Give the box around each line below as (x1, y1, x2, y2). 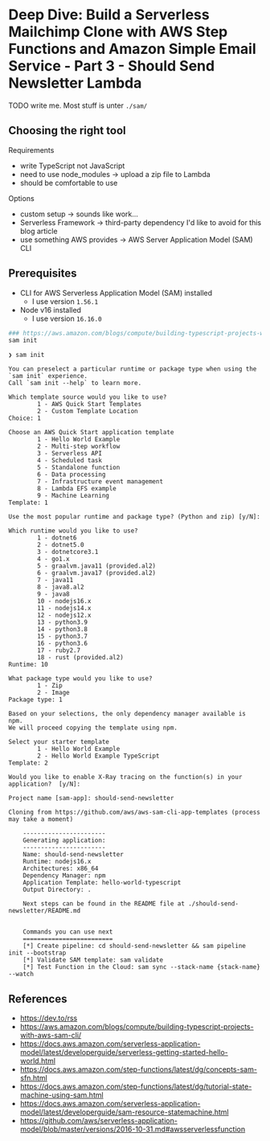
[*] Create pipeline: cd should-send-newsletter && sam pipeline (22, 942, 247, 950)
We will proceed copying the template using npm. (8, 724, 178, 733)
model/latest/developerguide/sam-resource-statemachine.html (19, 1107, 229, 1117)
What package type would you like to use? (8, 675, 153, 683)
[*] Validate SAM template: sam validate (22, 956, 163, 964)
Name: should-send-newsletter (22, 851, 125, 859)
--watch (8, 971, 35, 979)
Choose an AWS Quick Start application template (8, 429, 174, 437)
